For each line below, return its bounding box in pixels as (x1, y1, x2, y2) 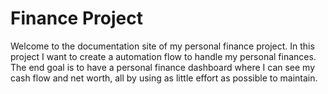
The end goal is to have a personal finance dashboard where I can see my (10, 61, 316, 73)
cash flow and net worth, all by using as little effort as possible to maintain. (10, 72, 318, 84)
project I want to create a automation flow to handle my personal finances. (10, 50, 317, 62)
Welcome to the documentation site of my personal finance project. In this (10, 40, 315, 52)
